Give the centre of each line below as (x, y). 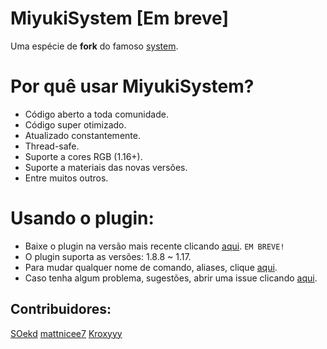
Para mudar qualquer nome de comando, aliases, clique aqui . (151, 267)
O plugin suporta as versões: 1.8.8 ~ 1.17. (108, 256)
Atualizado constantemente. (82, 135)
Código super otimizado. (75, 124)
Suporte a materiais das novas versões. (106, 167)
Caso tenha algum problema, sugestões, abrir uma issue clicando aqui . (171, 278)
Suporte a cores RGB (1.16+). (83, 156)
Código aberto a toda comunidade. (96, 114)
